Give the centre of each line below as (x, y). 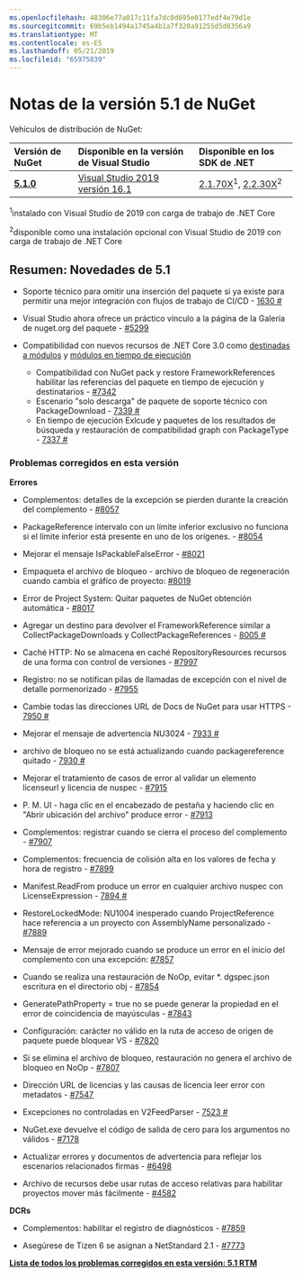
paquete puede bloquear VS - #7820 (90, 1041)
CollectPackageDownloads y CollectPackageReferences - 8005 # (144, 635)
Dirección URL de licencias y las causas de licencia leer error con (143, 1085)
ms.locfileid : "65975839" (58, 59)
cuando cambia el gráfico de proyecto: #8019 (107, 581)
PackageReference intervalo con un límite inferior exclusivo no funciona (155, 527)
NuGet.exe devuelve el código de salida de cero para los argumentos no (156, 1130)
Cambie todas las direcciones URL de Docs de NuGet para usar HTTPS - (157, 707)
